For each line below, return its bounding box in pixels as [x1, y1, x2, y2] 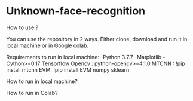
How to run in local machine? [6, 78, 78, 85]
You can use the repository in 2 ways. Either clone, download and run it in [6, 35, 188, 42]
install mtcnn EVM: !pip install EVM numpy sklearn [6, 66, 130, 73]
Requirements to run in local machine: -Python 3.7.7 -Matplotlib [6, 53, 162, 60]
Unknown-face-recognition [6, 4, 146, 18]
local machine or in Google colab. [6, 42, 89, 49]
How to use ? [6, 24, 39, 31]
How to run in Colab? [6, 89, 58, 96]
